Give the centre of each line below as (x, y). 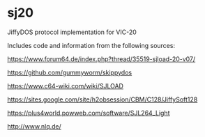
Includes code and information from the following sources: (91, 45)
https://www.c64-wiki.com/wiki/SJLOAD (66, 86)
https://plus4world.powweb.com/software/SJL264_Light (89, 113)
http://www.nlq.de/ (34, 126)
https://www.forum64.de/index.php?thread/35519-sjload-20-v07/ (101, 59)
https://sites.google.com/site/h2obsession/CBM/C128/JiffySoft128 (102, 99)
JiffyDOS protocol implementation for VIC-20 (72, 32)
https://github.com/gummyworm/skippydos (70, 72)
